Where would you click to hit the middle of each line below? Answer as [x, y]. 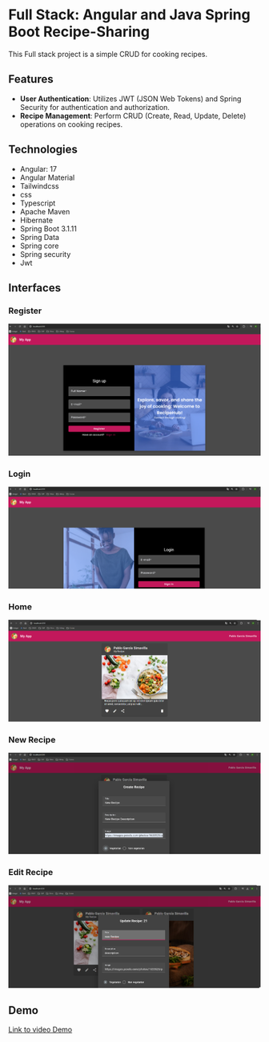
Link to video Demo [40, 1030]
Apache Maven [45, 211]
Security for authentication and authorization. [95, 107]
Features [31, 79]
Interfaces [35, 288]
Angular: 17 [38, 169]
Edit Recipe [31, 872]
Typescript [38, 203]
